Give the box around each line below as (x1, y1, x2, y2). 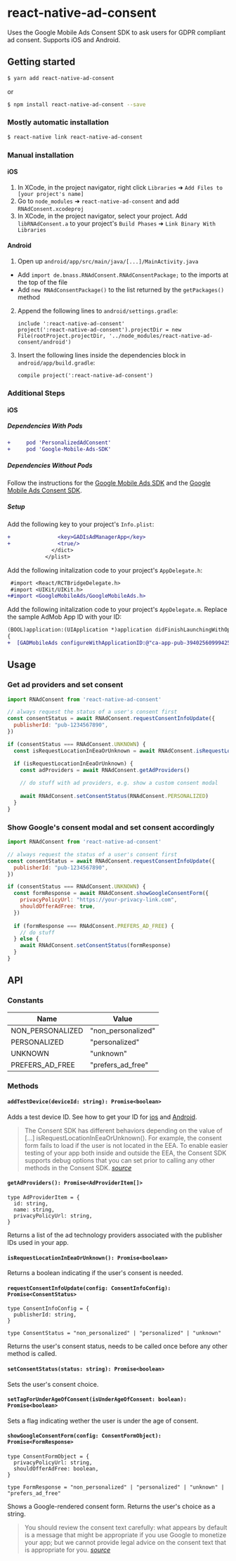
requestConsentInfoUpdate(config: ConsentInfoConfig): (7, 1284, 171, 1292)
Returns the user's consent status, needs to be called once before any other (7, 1342, 228, 1350)
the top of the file (17, 278, 68, 286)
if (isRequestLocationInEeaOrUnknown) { (13, 760, 133, 767)
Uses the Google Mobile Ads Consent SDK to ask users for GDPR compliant (7, 28, 226, 37)
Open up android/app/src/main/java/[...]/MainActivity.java (17, 257, 199, 265)
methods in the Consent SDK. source (24, 1163, 132, 1172)
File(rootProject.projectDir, (17, 332, 107, 339)
